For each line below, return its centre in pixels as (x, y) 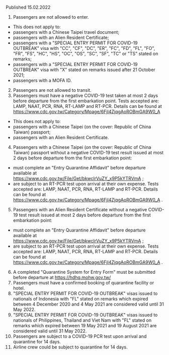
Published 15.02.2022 (28, 7)
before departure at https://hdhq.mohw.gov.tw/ (62, 277)
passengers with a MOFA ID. (42, 80)
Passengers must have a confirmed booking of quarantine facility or (83, 283)
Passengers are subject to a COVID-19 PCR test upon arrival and (80, 336)
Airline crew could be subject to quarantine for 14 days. (70, 347)
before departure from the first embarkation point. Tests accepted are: (86, 101)
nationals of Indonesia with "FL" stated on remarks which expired (80, 299)
